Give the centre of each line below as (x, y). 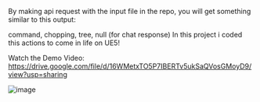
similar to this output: (42, 19)
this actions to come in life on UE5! (64, 43)
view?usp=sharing (38, 74)
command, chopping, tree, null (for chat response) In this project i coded (125, 35)
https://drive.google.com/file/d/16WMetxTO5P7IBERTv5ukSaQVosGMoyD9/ (130, 66)
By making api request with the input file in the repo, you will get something (130, 11)
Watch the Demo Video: (46, 58)
